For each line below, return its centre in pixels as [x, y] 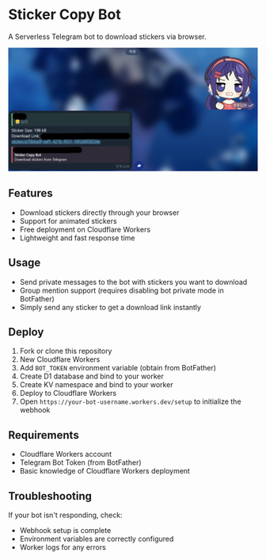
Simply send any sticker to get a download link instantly [110, 307]
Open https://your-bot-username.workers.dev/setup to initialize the [130, 401]
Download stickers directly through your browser [99, 213]
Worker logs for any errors [63, 547]
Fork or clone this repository [66, 351]
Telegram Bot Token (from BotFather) [80, 462]
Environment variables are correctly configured [97, 539]
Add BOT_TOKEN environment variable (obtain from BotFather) [118, 368]
